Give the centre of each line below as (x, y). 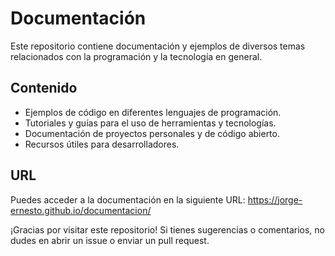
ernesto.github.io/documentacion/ (81, 210)
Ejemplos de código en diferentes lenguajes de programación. (153, 112)
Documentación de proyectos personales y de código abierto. (152, 133)
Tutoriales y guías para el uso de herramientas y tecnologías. (150, 123)
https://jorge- (275, 199)
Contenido (44, 88)
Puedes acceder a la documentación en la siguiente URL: (128, 199)
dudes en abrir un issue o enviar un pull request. (110, 240)
